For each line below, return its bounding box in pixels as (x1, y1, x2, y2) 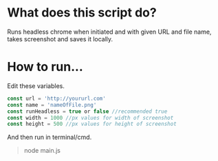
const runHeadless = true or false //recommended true (7, 108, 168, 115)
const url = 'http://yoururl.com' (7, 95, 107, 102)
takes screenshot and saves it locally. (7, 34, 113, 43)
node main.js (23, 147, 61, 155)
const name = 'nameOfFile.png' (7, 101, 97, 108)
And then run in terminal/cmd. (7, 133, 92, 142)
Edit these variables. (7, 81, 65, 90)
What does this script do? (7, 5, 157, 21)
